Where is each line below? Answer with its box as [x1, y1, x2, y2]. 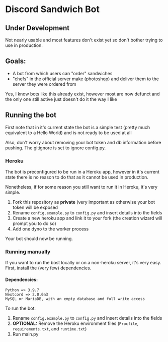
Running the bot [5, 111, 57, 120]
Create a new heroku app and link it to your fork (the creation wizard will [12, 215, 162, 221]
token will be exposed [12, 204, 58, 210]
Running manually [5, 248, 51, 255]
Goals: [5, 57, 26, 66]
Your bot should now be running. [5, 236, 73, 242]
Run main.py [12, 331, 39, 337]
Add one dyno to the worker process [12, 225, 89, 232]
